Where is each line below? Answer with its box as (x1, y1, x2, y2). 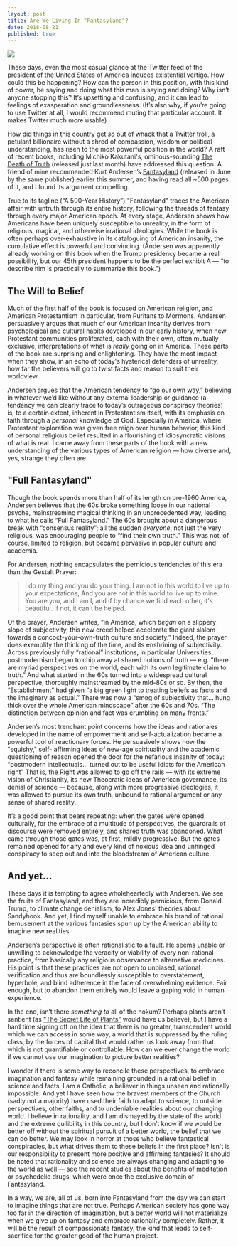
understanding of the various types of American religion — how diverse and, (7, 446, 232, 455)
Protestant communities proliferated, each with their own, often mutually (7, 334, 219, 343)
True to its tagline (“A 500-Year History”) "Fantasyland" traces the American (7, 196, 229, 205)
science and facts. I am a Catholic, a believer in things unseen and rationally (7, 1081, 229, 1090)
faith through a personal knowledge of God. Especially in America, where (7, 416, 222, 425)
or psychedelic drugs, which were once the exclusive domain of (7, 1172, 195, 1181)
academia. (7, 546, 38, 555)
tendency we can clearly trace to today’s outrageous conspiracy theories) (7, 401, 224, 410)
